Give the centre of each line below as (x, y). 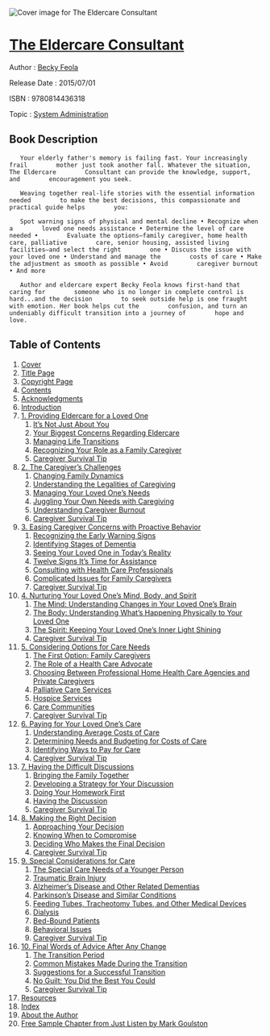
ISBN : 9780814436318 (47, 98)
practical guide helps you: (69, 207)
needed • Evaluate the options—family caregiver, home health (129, 235)
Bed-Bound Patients (66, 920)
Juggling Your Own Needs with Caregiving (104, 501)
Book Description (54, 140)
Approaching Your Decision (78, 827)
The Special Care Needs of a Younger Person (108, 869)
